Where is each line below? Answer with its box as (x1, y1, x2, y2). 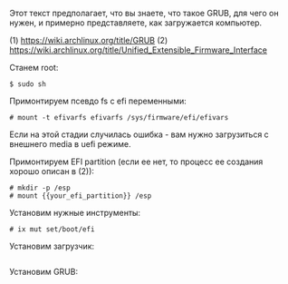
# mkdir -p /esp (9, 183, 71, 192)
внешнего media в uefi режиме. (9, 139, 131, 149)
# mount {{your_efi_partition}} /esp (9, 191, 152, 201)
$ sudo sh (9, 80, 47, 89)
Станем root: (9, 63, 59, 73)
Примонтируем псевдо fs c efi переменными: (9, 95, 187, 106)
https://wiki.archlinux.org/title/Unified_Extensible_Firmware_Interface (9, 44, 267, 55)
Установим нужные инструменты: (9, 208, 141, 218)
